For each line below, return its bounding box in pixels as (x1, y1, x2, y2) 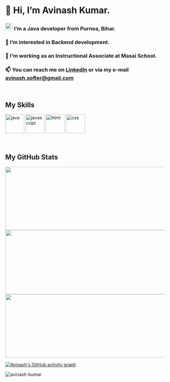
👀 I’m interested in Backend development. (5, 39, 110, 46)
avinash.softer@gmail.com (5, 74, 74, 81)
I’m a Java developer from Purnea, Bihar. (14, 25, 116, 32)
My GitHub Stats (5, 153, 58, 161)
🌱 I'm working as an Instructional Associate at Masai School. (5, 52, 157, 59)
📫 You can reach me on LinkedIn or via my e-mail (5, 66, 129, 73)
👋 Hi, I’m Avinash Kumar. (5, 5, 110, 16)
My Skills (5, 101, 35, 109)
